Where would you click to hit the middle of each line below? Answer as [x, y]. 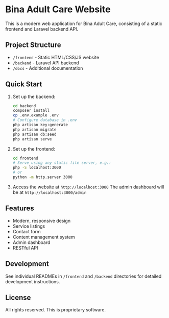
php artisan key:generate [40, 125]
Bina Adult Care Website [58, 9]
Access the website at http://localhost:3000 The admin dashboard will [88, 187]
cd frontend [25, 158]
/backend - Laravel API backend [46, 63]
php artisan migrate [34, 129]
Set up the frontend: [34, 149]
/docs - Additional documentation [48, 68]
